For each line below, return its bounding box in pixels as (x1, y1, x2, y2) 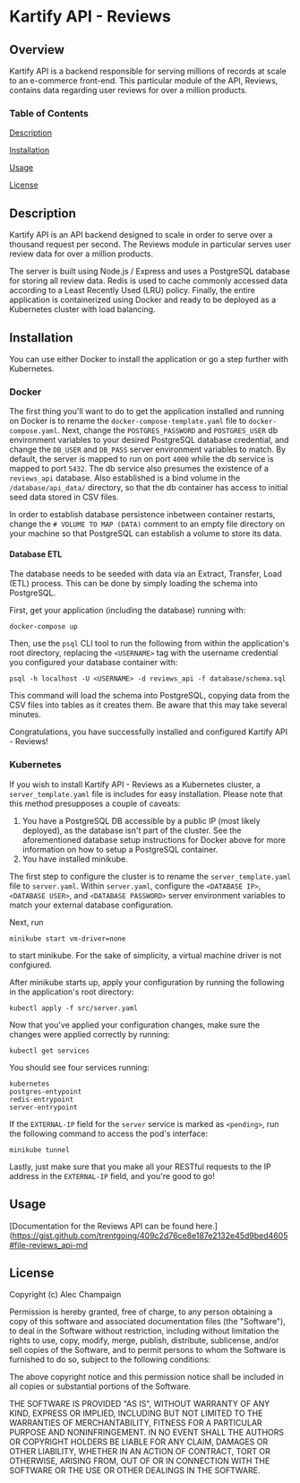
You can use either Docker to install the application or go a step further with (9, 353, 289, 364)
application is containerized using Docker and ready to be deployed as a (9, 294, 277, 306)
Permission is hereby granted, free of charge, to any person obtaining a (9, 1306, 273, 1317)
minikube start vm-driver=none (9, 934, 126, 943)
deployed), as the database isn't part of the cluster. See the (21, 825, 242, 836)
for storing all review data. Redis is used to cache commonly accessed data (9, 275, 288, 286)
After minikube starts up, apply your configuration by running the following (9, 976, 285, 987)
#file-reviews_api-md (9, 1239, 88, 1250)
